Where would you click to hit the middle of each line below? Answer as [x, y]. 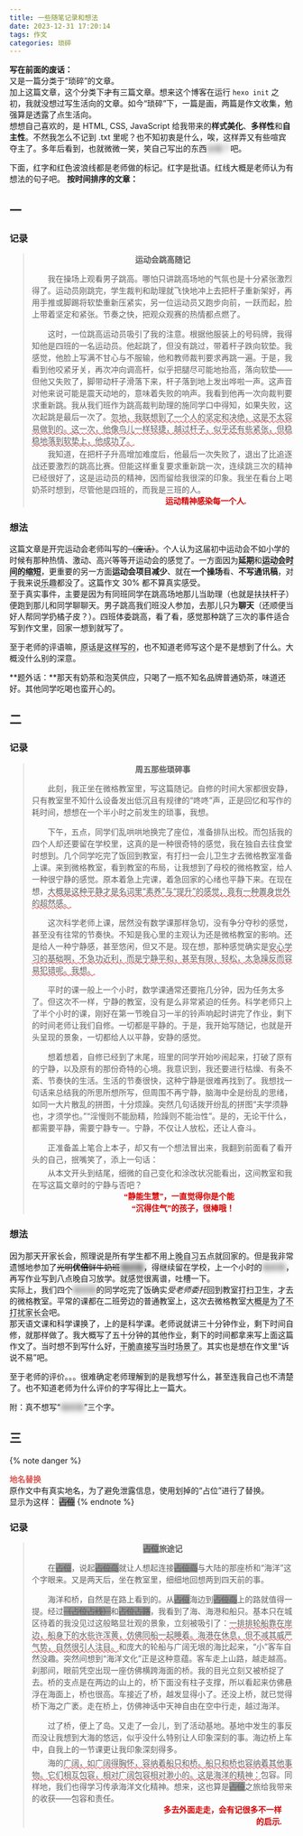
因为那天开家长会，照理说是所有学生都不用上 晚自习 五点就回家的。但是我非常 [151, 1256]
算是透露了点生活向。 [56, 115]
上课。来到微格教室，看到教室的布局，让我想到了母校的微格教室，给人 [162, 867]
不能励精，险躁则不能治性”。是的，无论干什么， [202, 1116]
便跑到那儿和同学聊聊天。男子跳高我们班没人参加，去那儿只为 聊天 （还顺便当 [151, 605]
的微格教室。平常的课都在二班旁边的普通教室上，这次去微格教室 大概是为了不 [151, 1301]
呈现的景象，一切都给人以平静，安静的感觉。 [122, 1037]
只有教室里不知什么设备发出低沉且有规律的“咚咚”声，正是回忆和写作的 [161, 800]
